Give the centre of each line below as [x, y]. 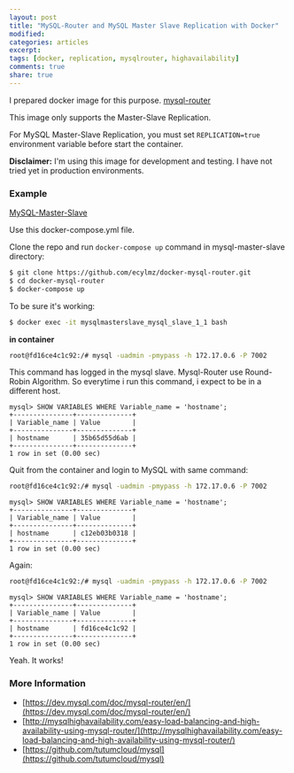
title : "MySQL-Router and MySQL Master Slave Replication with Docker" [144, 26]
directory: [27, 257]
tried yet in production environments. [77, 170]
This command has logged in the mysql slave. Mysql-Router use [126, 372]
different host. [35, 391]
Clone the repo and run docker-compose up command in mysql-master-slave [147, 247]
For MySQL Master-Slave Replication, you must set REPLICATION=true [135, 135]
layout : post [33, 17]
